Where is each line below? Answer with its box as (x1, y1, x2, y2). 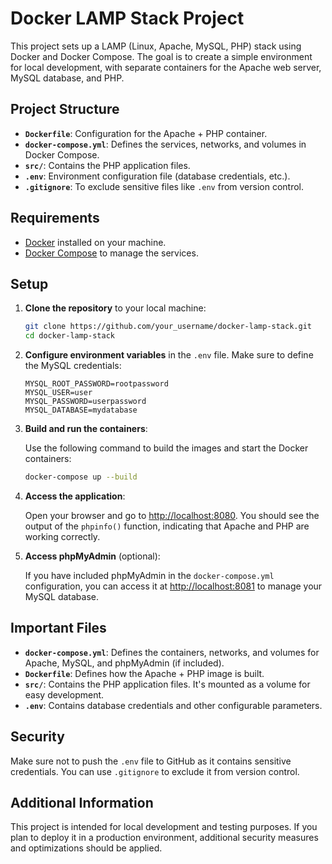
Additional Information (10, 795, 154, 812)
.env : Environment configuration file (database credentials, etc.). (24, 170, 291, 182)
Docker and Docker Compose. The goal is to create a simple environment (10, 50, 313, 62)
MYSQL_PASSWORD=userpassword (24, 397, 147, 407)
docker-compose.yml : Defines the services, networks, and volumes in (24, 138, 307, 150)
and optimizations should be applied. (10, 842, 163, 854)
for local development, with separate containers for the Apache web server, (10, 61, 322, 73)
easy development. (24, 688, 105, 701)
